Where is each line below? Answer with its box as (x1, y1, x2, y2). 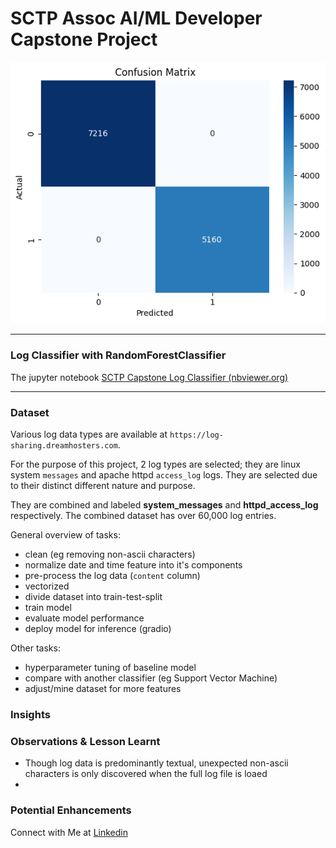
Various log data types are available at (10, 428, 168, 440)
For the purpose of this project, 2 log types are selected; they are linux (10, 458, 301, 470)
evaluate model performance (24, 612, 145, 624)
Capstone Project (10, 28, 158, 51)
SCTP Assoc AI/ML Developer (10, 7, 263, 30)
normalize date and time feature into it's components (24, 558, 243, 571)
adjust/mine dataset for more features (24, 682, 182, 694)
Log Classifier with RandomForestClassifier (10, 348, 227, 362)
